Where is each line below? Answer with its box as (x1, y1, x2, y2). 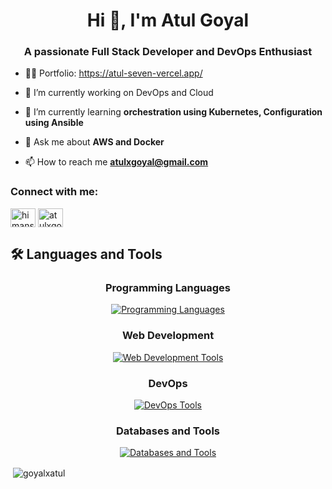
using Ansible (24, 117, 84, 129)
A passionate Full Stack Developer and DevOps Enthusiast (23, 45, 313, 59)
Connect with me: (10, 185, 99, 199)
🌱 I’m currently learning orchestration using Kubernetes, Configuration (24, 106, 323, 118)
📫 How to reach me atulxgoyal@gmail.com (24, 156, 209, 168)
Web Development (121, 329, 215, 343)
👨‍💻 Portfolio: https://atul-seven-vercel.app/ (24, 67, 203, 79)
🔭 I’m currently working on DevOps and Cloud (24, 87, 214, 99)
